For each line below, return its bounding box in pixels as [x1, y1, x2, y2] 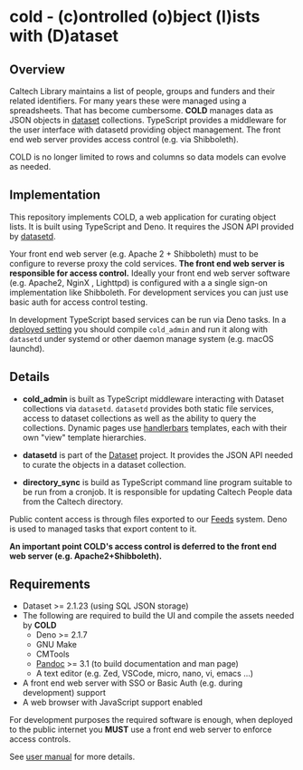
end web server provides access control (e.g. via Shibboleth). [9, 134, 240, 144]
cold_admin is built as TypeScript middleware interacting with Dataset [22, 393, 285, 404]
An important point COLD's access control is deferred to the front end [9, 541, 278, 551]
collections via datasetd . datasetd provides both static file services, [22, 403, 274, 414]
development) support [22, 687, 106, 698]
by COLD [22, 619, 57, 631]
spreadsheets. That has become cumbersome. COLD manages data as [9, 105, 274, 115]
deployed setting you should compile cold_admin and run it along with [9, 324, 269, 335]
